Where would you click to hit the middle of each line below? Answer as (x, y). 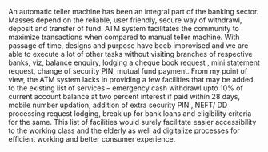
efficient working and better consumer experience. (92, 139)
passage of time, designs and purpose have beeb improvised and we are (128, 46)
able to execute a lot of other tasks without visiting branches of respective (131, 54)
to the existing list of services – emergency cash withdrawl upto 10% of (126, 88)
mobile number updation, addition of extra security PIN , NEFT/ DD (118, 105)
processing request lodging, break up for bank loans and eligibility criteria (130, 114)
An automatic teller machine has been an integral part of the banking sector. (134, 12)
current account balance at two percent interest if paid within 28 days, (124, 96)
